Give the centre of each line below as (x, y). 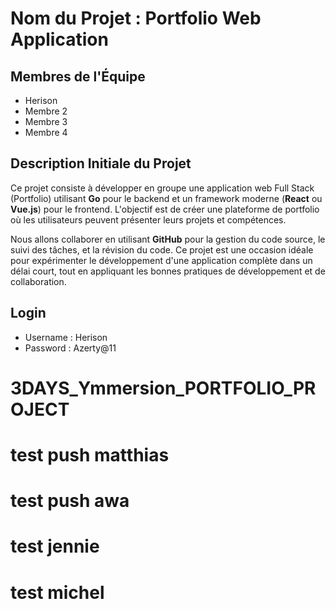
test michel (57, 592)
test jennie (55, 546)
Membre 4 (46, 132)
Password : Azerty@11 (70, 348)
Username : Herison (66, 337)
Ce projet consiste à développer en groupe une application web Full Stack (162, 188)
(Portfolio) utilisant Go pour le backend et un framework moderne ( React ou (166, 198)
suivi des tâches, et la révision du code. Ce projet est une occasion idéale (162, 249)
